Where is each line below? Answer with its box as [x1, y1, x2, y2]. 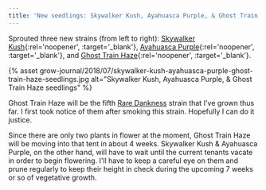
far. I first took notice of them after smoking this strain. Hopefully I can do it [8, 107, 255, 116]
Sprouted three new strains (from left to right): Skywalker [8, 33, 196, 43]
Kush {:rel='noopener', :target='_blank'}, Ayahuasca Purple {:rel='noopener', [8, 41, 255, 52]
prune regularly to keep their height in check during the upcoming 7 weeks [8, 164, 253, 173]
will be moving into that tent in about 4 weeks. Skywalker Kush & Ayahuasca [8, 138, 258, 148]
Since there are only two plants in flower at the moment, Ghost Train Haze [8, 130, 251, 140]
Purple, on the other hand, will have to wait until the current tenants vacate [8, 147, 253, 157]
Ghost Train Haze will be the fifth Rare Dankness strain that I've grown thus [8, 98, 255, 107]
